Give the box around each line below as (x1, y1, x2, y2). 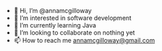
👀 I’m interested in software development (13, 14, 132, 22)
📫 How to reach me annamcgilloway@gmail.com (13, 37, 155, 44)
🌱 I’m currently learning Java (13, 21, 97, 29)
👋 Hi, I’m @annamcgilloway (13, 7, 92, 14)
